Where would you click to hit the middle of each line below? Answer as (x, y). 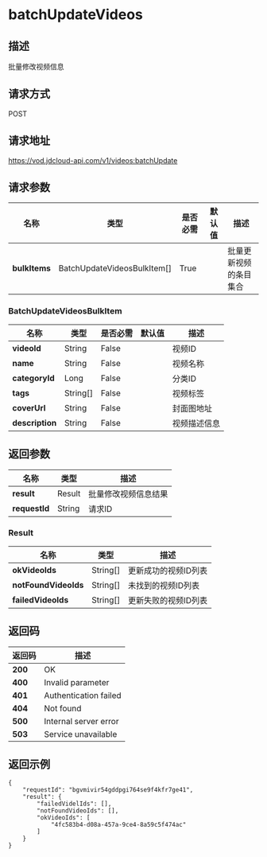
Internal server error (81, 721)
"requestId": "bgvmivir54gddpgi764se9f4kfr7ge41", (108, 790)
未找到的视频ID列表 (164, 585)
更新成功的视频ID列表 (168, 571)
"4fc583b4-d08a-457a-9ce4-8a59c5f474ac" (118, 825)
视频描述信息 (196, 423)
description (35, 423)
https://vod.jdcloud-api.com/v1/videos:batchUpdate (93, 160)
